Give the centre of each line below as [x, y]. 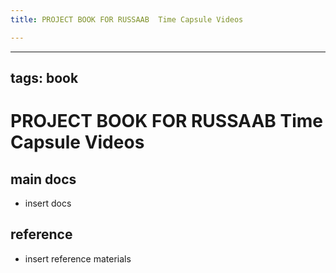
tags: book [44, 78]
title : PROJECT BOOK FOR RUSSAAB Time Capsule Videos [127, 19]
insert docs [48, 203]
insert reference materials [78, 258]
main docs [43, 179]
